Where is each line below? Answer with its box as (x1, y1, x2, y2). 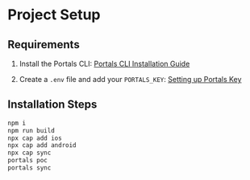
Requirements (7, 38, 80, 51)
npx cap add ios (7, 134, 62, 142)
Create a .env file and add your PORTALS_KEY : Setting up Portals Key (19, 75, 242, 84)
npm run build (7, 126, 56, 134)
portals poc (7, 157, 48, 165)
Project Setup (7, 6, 102, 24)
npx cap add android (7, 141, 77, 149)
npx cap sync (7, 149, 52, 157)
